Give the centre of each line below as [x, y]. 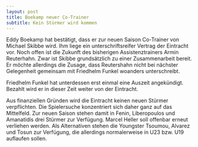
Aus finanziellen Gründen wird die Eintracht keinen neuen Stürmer [87, 101]
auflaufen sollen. [27, 139]
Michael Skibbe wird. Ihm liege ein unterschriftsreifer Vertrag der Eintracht [98, 46]
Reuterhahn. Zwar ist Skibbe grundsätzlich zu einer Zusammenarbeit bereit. [99, 59]
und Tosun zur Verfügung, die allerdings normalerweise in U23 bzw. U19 [95, 132]
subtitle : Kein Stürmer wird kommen [52, 23]
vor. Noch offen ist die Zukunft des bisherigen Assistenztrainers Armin [92, 52]
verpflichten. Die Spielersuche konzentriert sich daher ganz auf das [89, 107]
